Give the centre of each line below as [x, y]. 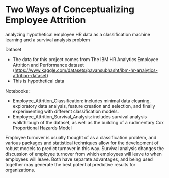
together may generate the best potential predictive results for [71, 164]
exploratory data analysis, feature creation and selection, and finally [84, 106]
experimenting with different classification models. [66, 111]
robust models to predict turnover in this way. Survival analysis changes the [85, 148]
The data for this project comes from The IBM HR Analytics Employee [86, 59]
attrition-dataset [30, 75]
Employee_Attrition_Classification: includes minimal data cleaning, [82, 101]
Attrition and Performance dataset [48, 65]
